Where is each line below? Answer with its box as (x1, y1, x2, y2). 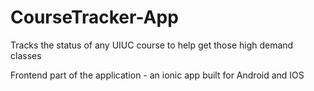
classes (10, 49, 42, 61)
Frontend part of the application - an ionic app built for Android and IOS (10, 69, 305, 81)
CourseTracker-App (10, 6, 179, 29)
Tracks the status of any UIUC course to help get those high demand (10, 39, 294, 51)
